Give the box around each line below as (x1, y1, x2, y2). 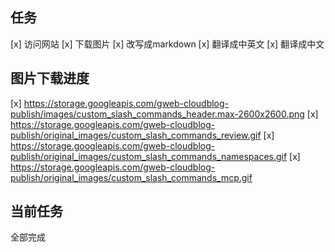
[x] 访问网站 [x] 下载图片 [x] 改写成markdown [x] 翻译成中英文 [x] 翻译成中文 (10, 38, 325, 50)
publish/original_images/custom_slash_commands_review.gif (10, 129, 262, 141)
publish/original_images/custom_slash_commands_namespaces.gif (10, 150, 288, 162)
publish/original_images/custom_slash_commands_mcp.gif (10, 171, 253, 183)
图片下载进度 (10, 70, 90, 87)
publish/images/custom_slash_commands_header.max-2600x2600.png (10, 108, 305, 120)
